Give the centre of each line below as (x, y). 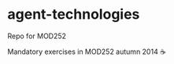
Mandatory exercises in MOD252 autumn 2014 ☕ (87, 52)
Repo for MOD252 (37, 36)
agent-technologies (74, 14)
